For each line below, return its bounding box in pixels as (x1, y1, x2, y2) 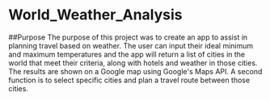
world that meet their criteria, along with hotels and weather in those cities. (8, 58, 258, 68)
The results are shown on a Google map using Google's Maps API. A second (8, 66, 263, 76)
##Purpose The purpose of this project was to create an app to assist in (8, 32, 248, 42)
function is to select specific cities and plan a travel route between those (8, 75, 251, 85)
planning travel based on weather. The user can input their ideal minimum (8, 40, 254, 50)
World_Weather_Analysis (8, 6, 184, 24)
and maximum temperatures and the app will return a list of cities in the (8, 49, 246, 59)
